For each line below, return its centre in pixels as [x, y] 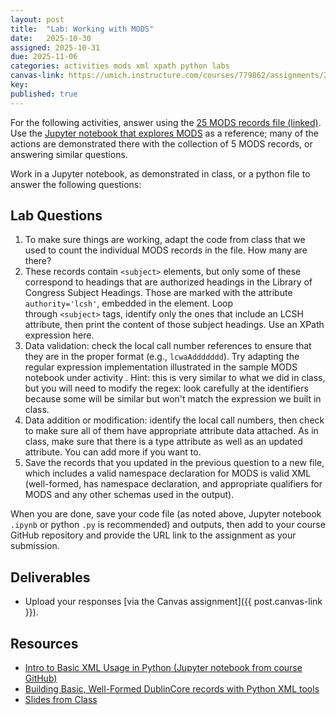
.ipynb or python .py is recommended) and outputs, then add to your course [168, 525]
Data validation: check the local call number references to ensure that [168, 346]
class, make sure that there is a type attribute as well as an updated [163, 442]
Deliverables [50, 577]
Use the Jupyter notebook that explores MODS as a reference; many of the [165, 133]
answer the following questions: [76, 184]
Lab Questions [56, 216]
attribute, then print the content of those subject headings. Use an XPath [174, 325]
